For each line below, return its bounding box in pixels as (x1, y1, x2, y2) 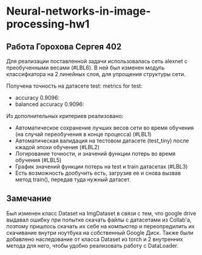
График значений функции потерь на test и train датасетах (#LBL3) (15, 163, 188, 170)
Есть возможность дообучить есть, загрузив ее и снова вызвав (15, 169, 181, 176)
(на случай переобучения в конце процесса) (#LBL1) (15, 131, 152, 138)
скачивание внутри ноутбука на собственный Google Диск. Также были (6, 229, 194, 236)
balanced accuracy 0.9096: (15, 100, 84, 108)
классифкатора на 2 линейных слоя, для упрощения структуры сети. (6, 71, 186, 77)
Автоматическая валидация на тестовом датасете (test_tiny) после (15, 137, 189, 144)
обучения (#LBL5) (15, 156, 62, 164)
